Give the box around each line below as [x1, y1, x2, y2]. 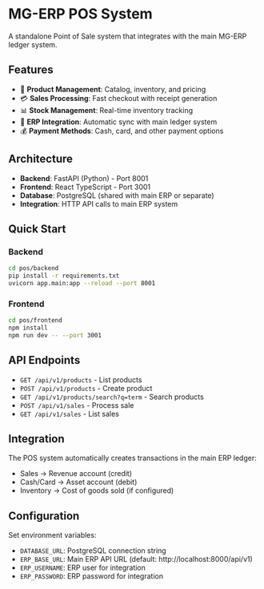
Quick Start [8, 222, 66, 236]
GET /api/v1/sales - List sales [19, 409, 120, 418]
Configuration [8, 509, 80, 522]
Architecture [8, 152, 74, 166]
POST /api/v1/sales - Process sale [19, 400, 134, 409]
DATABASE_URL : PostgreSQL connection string [19, 546, 166, 555]
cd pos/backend [8, 264, 59, 272]
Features [8, 63, 54, 77]
